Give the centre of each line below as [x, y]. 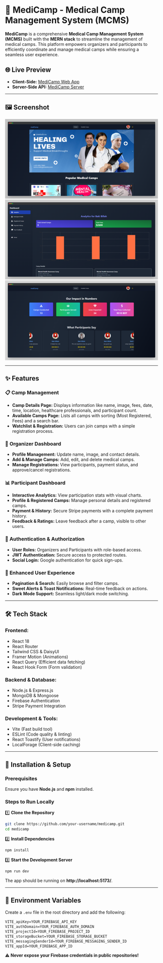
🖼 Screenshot [27, 108]
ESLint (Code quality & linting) [42, 734]
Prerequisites [21, 779]
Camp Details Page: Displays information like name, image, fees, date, [82, 405]
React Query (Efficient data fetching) [49, 662]
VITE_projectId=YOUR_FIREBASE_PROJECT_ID [48, 931]
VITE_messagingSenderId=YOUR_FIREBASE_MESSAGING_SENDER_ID [66, 941]
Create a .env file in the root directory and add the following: [65, 912]
